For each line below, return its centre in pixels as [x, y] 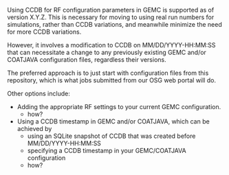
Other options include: [39, 93]
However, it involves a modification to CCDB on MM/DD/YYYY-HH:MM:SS [111, 45]
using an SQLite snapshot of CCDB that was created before [111, 136]
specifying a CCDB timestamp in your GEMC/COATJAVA [107, 151]
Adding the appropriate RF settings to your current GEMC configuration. [119, 107]
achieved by [34, 129]
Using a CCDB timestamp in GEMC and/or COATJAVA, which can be [113, 121]
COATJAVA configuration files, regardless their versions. [87, 60]
